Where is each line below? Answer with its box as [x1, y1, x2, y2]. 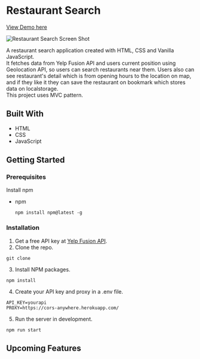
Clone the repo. [14, 244, 54, 251]
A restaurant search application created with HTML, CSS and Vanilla [6, 46, 174, 54]
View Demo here [6, 23, 47, 31]
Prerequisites [6, 173, 46, 181]
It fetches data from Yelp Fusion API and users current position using [6, 59, 176, 67]
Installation [6, 223, 40, 232]
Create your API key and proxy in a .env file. [14, 288, 124, 295]
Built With [6, 109, 44, 119]
